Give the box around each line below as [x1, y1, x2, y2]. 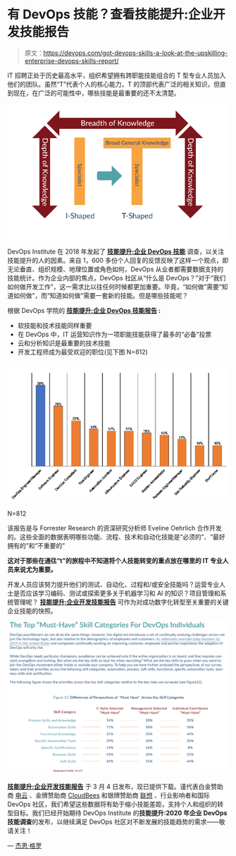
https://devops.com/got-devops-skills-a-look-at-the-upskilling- [43, 49, 228, 57]
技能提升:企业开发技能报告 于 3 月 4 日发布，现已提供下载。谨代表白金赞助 [7, 783, 224, 790]
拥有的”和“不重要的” [7, 542, 66, 550]
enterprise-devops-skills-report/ [24, 56, 119, 65]
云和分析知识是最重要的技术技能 [17, 339, 111, 347]
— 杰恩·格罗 [7, 841, 42, 850]
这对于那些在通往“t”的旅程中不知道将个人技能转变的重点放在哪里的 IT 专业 [7, 557, 223, 565]
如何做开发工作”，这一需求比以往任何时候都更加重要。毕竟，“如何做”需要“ [7, 283, 222, 291]
